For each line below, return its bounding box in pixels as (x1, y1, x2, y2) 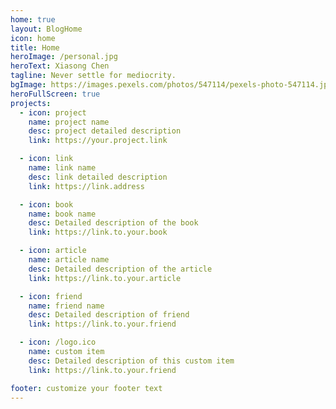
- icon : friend (19, 291, 83, 301)
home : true (10, 14, 56, 25)
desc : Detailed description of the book (28, 218, 199, 228)
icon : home (10, 33, 56, 43)
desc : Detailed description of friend (28, 310, 190, 320)
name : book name (28, 209, 97, 219)
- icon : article (19, 246, 87, 256)
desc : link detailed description (28, 172, 168, 182)
